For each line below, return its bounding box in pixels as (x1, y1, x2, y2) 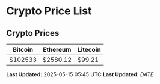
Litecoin (77, 46, 101, 54)
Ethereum (43, 46, 72, 54)
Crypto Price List (6, 4, 92, 18)
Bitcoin (13, 46, 34, 54)
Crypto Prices (6, 28, 60, 38)
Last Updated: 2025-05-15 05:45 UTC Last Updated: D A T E (6, 71, 154, 78)
